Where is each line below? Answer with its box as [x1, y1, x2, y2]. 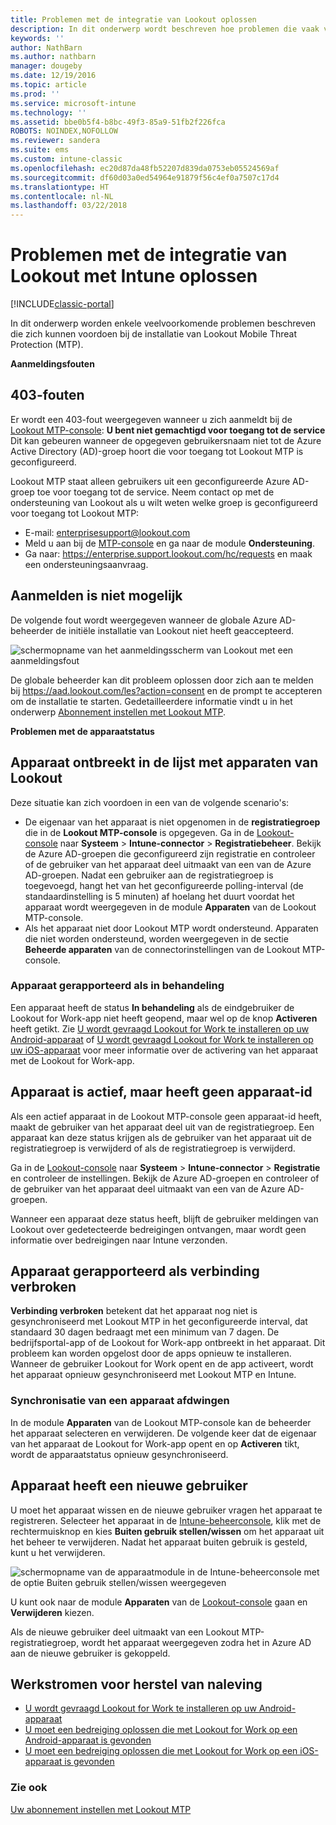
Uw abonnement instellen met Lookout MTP [10, 1803, 192, 1815]
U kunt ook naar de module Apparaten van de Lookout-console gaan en [10, 1596, 308, 1608]
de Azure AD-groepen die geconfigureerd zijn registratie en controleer [24, 847, 316, 860]
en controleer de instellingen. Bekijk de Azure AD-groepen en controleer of [10, 1172, 320, 1184]
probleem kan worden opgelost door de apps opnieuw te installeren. [10, 1347, 292, 1360]
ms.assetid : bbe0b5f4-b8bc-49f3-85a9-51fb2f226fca [10, 117, 226, 127]
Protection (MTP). [10, 339, 84, 351]
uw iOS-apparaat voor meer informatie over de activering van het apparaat [10, 1044, 318, 1056]
